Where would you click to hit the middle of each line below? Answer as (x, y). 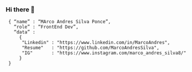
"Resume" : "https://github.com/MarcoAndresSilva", (91, 48)
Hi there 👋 (20, 10)
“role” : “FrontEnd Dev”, (46, 27)
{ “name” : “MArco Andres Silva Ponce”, (60, 22)
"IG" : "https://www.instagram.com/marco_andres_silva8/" (104, 53)
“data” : (24, 32)
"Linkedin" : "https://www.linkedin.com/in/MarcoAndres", (96, 43)
